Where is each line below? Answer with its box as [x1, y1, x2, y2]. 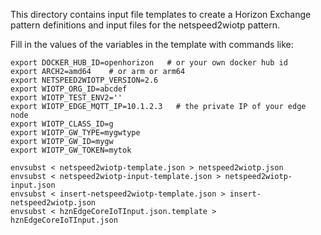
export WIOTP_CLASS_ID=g [10, 119, 114, 129]
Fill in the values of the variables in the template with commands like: [10, 39, 294, 50]
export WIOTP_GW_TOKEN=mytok [10, 145, 132, 155]
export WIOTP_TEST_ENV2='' [10, 93, 123, 103]
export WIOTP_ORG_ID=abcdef [10, 84, 128, 94]
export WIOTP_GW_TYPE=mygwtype [10, 128, 141, 138]
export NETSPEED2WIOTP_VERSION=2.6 [10, 75, 159, 85]
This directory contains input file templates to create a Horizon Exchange [10, 9, 312, 20]
